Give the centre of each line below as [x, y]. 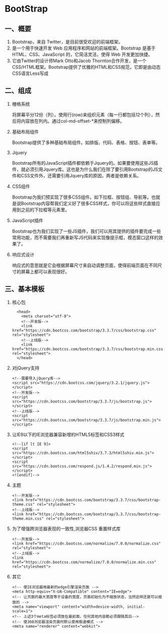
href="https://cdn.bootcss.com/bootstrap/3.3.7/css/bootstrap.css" [84, 330]
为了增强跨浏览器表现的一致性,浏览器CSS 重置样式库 [66, 528]
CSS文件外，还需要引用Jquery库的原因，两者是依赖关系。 [81, 175]
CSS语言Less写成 [30, 73]
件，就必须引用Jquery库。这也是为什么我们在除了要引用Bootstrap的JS [85, 169]
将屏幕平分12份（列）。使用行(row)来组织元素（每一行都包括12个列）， [84, 115]
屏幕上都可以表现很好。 [45, 271]
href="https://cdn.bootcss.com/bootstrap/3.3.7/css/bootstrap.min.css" [89, 349]
